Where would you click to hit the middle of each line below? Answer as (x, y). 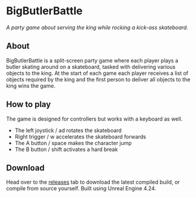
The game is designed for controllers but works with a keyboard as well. (94, 119)
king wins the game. (31, 86)
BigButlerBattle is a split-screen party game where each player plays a (92, 60)
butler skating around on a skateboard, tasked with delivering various (91, 67)
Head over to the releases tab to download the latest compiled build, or (93, 182)
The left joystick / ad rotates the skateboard (68, 130)
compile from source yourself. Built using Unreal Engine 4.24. (81, 188)
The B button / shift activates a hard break (66, 149)
